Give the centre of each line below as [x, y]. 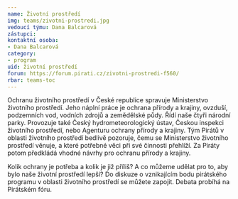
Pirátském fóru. [29, 190]
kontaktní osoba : [33, 41]
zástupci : [22, 34]
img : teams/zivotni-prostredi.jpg [59, 21]
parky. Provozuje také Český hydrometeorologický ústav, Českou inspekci [115, 123]
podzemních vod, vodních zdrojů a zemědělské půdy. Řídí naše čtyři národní [119, 115]
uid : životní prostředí [43, 67]
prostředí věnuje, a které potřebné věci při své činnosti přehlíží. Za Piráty [114, 146]
